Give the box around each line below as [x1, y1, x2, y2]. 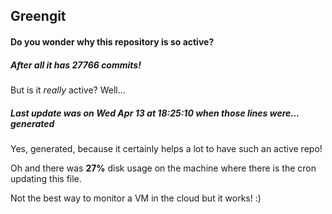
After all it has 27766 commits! [10, 59, 142, 71]
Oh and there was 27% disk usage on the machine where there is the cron [10, 162, 317, 174]
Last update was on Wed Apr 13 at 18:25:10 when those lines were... [10, 107, 300, 119]
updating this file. [10, 172, 82, 184]
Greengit [10, 8, 67, 25]
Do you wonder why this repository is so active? [10, 35, 215, 48]
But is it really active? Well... [10, 84, 126, 96]
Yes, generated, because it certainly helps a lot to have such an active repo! [10, 142, 323, 154]
